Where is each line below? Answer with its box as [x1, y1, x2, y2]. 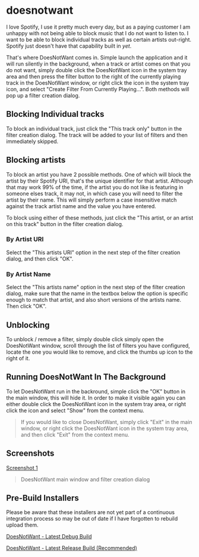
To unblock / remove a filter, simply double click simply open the [6, 335, 164, 343]
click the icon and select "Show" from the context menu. [6, 407, 144, 414]
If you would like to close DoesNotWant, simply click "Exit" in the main [20, 418, 192, 425]
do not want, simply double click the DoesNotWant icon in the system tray [6, 66, 187, 73]
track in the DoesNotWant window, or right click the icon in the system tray [6, 79, 189, 86]
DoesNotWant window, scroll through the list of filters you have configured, [6, 342, 190, 349]
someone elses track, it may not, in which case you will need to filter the [6, 190, 183, 197]
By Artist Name [6, 270, 51, 278]
